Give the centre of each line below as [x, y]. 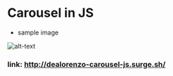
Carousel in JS [50, 13]
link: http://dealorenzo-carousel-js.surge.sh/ [86, 64]
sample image [38, 32]
